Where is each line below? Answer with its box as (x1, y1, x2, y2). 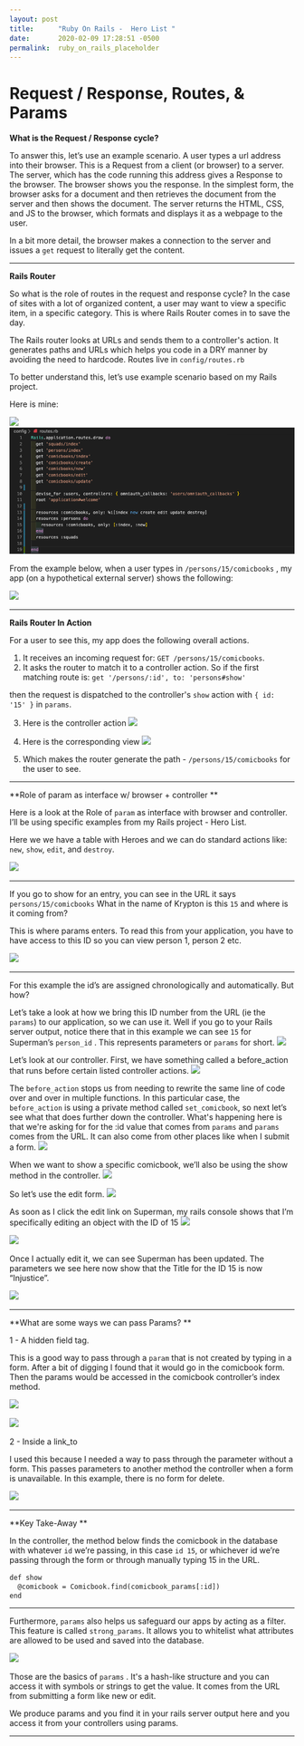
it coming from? (9, 907, 68, 919)
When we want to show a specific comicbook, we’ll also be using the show (9, 1159, 288, 1170)
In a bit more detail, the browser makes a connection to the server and (9, 236, 271, 246)
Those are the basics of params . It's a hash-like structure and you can (9, 1671, 270, 1682)
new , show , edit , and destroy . (9, 844, 115, 854)
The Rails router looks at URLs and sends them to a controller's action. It (9, 335, 279, 346)
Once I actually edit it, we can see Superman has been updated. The (9, 1253, 265, 1264)
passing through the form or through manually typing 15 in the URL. (9, 1554, 261, 1565)
